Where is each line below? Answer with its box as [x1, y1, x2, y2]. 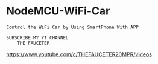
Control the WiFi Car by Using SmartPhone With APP [6, 24, 139, 30]
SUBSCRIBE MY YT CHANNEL [6, 34, 69, 40]
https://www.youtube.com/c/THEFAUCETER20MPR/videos [6, 50, 153, 58]
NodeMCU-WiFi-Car [6, 4, 110, 18]
